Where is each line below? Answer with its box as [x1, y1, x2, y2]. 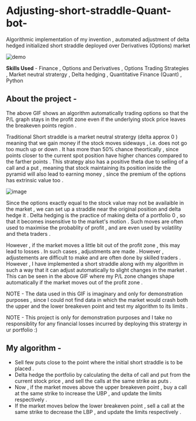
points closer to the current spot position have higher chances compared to [6, 152, 188, 159]
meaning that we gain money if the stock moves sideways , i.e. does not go [6, 139, 187, 147]
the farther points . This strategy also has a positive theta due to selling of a [6, 158, 188, 165]
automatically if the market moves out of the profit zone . [6, 279, 143, 286]
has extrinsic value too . [6, 176, 64, 183]
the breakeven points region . [6, 121, 77, 129]
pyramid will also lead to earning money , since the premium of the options [6, 171, 186, 178]
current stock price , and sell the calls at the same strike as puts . [14, 377, 171, 384]
